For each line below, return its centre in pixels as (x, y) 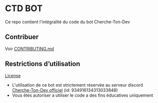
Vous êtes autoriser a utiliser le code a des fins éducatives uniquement (82, 95)
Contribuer (22, 37)
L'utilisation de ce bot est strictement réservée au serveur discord (78, 85)
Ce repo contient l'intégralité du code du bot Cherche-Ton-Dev (68, 22)
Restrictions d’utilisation (43, 64)
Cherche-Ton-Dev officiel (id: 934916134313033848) (65, 90)
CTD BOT (24, 8)
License (13, 75)
